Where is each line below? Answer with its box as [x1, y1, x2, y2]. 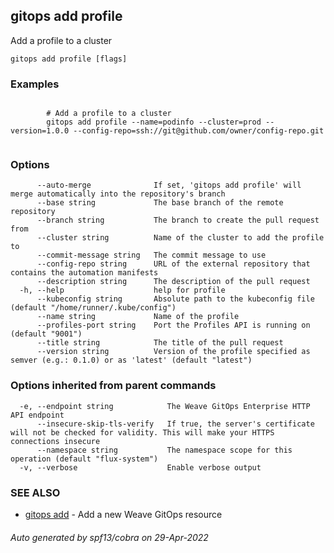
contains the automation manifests [10, 268, 159, 278]
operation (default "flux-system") [10, 454, 159, 464]
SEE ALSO [10, 485, 61, 499]
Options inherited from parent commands [10, 379, 217, 393]
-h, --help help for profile [19, 285, 226, 296]
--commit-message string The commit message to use [36, 250, 267, 261]
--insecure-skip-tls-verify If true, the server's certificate [36, 419, 315, 429]
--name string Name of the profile [36, 312, 240, 322]
